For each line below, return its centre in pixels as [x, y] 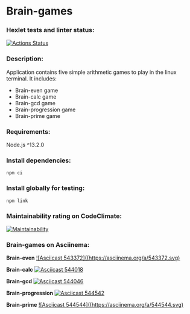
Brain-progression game [45, 110]
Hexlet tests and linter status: [50, 30]
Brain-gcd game [35, 103]
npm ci [14, 173]
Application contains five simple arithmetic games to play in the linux [91, 72]
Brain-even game [36, 90]
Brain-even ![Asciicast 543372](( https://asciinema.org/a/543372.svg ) [93, 258]
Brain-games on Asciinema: [48, 244]
